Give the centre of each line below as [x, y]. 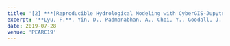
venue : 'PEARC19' [32, 32]
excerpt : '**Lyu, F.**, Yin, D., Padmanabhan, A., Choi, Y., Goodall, [110, 20]
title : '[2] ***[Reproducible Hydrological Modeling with [91, 13]
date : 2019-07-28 [32, 26]
